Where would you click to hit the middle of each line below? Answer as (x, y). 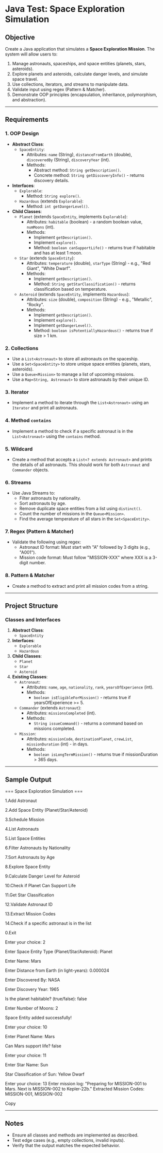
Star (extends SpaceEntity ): (47, 258)
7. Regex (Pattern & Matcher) (39, 532)
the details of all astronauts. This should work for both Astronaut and (81, 465)
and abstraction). (29, 100)
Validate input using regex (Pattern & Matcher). (59, 89)
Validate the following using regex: (47, 542)
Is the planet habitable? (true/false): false (46, 999)
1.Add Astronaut (21, 801)
